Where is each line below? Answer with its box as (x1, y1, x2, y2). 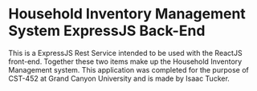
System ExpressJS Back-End (8, 22, 206, 40)
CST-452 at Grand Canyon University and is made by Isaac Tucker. (8, 73, 230, 83)
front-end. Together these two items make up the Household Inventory (8, 57, 243, 66)
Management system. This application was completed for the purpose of (8, 65, 249, 74)
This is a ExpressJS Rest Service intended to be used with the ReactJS (8, 48, 243, 57)
